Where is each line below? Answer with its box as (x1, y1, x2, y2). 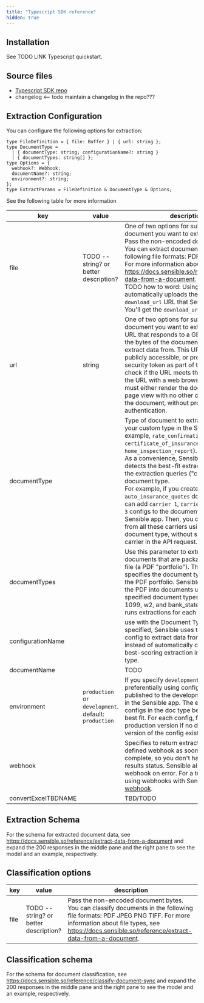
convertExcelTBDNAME (9, 794, 77, 802)
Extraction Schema (6, 815, 80, 825)
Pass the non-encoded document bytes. (67, 896, 184, 905)
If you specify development (124, 675, 200, 684)
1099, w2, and (124, 600, 167, 609)
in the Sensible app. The (124, 698, 194, 707)
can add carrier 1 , (124, 499, 179, 508)
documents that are (124, 555, 180, 563)
